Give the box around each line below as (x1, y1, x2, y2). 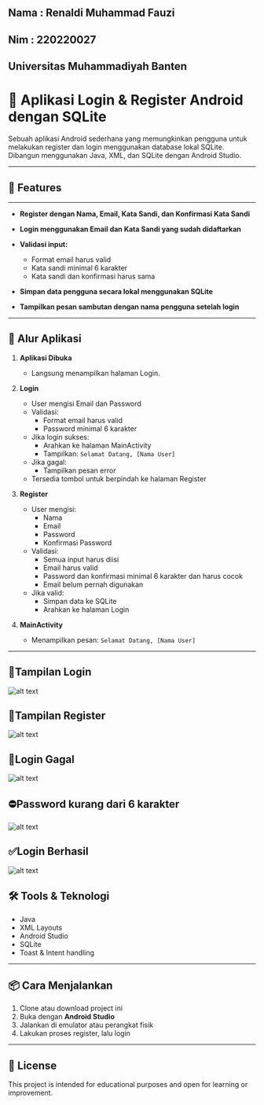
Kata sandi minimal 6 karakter (31, 263, 128, 272)
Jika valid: (31, 587, 64, 597)
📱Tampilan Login (8, 665, 92, 679)
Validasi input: (19, 239, 68, 249)
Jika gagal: (31, 457, 67, 466)
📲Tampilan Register (8, 709, 106, 722)
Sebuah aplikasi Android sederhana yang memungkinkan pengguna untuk (8, 134, 247, 144)
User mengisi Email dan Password (31, 399, 141, 408)
